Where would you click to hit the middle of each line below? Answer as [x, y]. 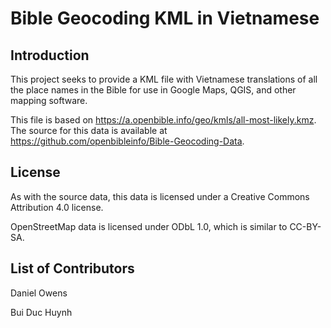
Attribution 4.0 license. [57, 207]
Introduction [50, 55]
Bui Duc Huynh [41, 312]
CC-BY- [305, 226]
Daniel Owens [39, 293]
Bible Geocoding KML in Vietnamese [165, 18]
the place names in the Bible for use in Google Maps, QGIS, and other [153, 90]
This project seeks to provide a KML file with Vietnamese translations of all [164, 79]
